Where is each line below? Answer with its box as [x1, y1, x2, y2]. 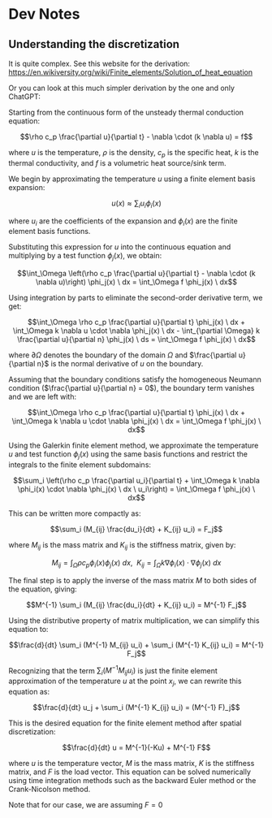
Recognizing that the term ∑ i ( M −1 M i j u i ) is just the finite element [8, 664, 218, 677]
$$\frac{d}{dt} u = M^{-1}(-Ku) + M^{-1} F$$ [62, 742, 211, 752]
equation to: [8, 624, 49, 634]
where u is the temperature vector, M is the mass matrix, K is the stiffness [8, 758, 255, 768]
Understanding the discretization [8, 37, 180, 51]
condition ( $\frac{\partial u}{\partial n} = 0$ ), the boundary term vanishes [8, 383, 255, 393]
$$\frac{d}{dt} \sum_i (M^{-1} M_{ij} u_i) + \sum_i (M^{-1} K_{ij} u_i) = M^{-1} [9, 639, 264, 650]
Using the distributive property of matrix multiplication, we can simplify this [8, 615, 260, 625]
